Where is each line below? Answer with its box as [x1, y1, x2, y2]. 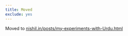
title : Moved [5, 7, 33, 12]
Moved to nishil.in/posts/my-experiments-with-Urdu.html [5, 25, 123, 31]
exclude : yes [5, 12, 33, 17]
